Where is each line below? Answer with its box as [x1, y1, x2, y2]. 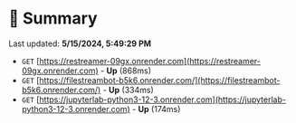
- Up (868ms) [100, 65, 151, 76]
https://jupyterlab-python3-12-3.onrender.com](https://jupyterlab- [39, 94, 287, 105]
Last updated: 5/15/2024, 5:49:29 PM [8, 38, 151, 49]
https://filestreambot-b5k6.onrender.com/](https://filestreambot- [39, 74, 281, 85]
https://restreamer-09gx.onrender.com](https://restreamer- [39, 55, 262, 66]
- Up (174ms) [131, 103, 181, 114]
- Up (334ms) [102, 84, 155, 95]
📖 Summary [8, 8, 98, 29]
